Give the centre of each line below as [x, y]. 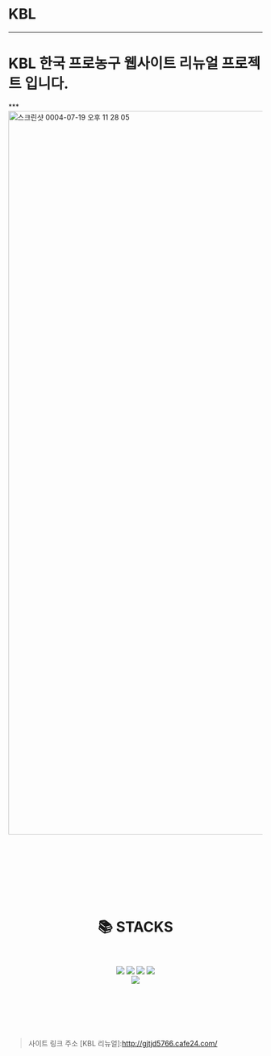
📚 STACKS [135, 927]
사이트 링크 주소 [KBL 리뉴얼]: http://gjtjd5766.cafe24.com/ [123, 1043]
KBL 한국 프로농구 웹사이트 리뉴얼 [113, 63]
